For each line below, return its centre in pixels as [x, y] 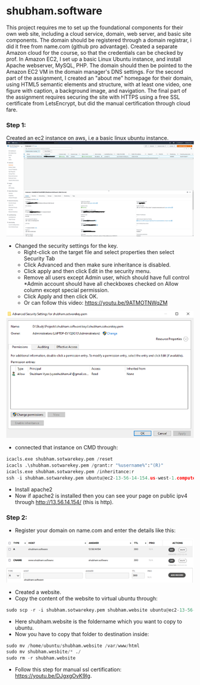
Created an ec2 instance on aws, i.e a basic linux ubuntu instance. [87, 138]
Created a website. [38, 592]
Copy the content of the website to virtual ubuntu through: [86, 598]
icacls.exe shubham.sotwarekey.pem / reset [60, 459]
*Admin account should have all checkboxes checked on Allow [101, 284]
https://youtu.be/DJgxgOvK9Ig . [53, 676]
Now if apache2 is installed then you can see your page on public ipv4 [101, 496]
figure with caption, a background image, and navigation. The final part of [96, 90]
